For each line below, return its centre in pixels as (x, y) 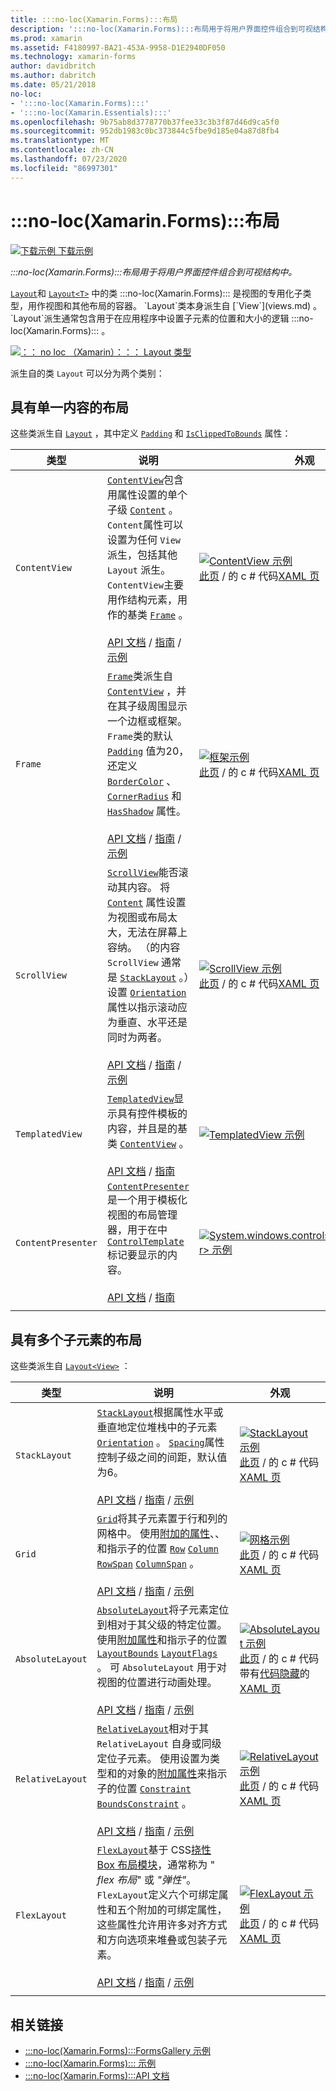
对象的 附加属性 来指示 (177, 1774)
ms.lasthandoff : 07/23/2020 (69, 159)
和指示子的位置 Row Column (157, 1549)
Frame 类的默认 (139, 736)
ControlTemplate (145, 1242)
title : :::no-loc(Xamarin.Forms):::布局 (94, 19)
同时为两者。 (137, 1038)
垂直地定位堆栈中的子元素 (157, 1428)
